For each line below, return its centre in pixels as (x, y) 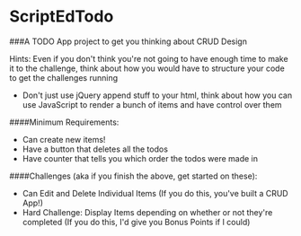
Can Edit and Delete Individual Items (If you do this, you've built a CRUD (155, 193)
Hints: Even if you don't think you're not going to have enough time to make (149, 58)
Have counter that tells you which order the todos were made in (140, 158)
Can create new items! (64, 139)
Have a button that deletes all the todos (95, 149)
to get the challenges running (64, 77)
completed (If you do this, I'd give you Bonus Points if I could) (136, 222)
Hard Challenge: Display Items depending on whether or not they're (147, 212)
